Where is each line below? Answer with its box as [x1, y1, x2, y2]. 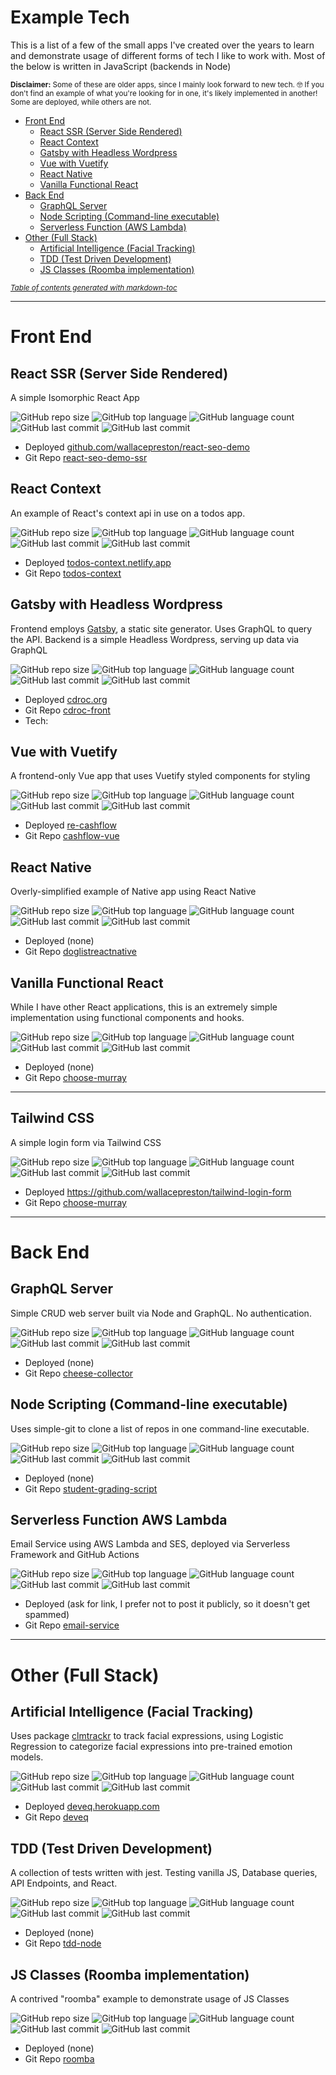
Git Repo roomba [24, 2053, 95, 2065]
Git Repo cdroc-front [24, 704, 111, 716]
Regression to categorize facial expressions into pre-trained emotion [10, 1741, 293, 1753]
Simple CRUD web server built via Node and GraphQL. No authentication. [10, 1307, 312, 1319]
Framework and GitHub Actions [10, 1549, 140, 1561]
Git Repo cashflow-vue [24, 830, 120, 842]
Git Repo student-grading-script [24, 1482, 158, 1495]
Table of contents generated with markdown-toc [10, 282, 178, 293]
